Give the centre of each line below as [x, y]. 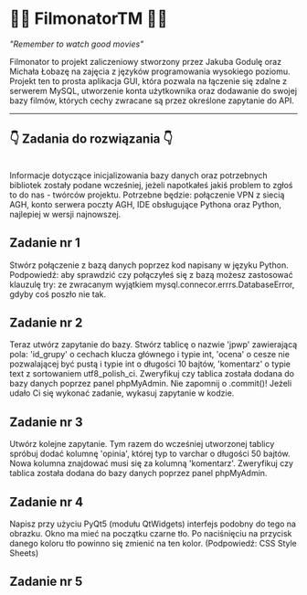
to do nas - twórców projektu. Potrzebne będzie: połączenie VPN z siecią [147, 195]
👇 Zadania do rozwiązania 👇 [91, 139]
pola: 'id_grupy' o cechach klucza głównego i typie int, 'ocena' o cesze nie [150, 355]
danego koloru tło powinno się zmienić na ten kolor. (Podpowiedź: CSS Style [153, 543]
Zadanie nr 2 [46, 322]
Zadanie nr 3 [46, 422]
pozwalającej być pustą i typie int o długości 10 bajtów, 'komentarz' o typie [150, 364]
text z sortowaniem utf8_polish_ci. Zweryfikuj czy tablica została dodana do [152, 374]
